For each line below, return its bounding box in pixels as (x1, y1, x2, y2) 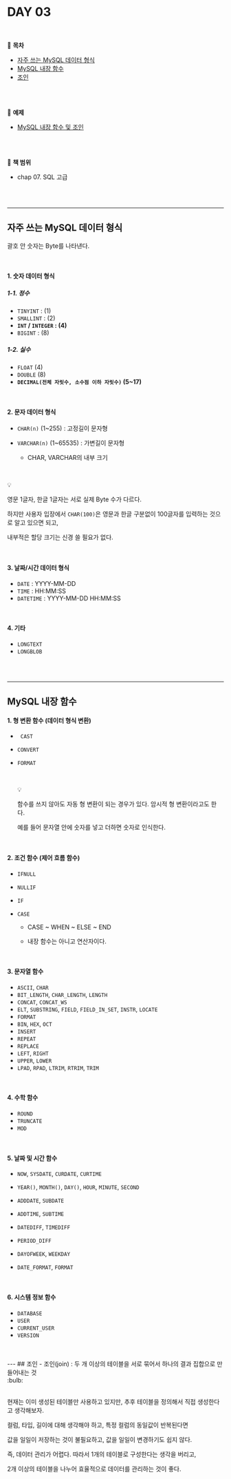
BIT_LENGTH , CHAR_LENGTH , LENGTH (16, 990, 108, 998)
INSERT (16, 1028, 36, 1035)
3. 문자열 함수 (7, 967, 44, 976)
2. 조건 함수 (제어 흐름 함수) (7, 854, 80, 862)
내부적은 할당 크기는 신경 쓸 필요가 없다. (7, 533, 113, 541)
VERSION (16, 1332, 39, 1339)
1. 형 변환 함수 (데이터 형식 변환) (7, 716, 91, 724)
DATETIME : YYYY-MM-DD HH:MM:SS (16, 594, 122, 602)
